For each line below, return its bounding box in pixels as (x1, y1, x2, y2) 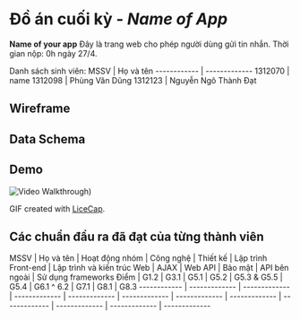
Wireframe (9, 101, 71, 117)
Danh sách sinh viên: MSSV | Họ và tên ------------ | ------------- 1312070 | (9, 65, 290, 76)
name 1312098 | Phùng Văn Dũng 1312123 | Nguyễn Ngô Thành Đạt (9, 74, 257, 85)
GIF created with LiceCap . (9, 203, 106, 214)
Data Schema (9, 131, 86, 147)
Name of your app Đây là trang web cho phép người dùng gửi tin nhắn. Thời (9, 39, 289, 49)
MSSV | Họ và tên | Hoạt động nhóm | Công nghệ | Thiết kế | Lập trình (9, 253, 268, 264)
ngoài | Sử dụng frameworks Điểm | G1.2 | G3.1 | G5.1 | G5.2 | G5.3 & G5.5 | (9, 272, 284, 282)
